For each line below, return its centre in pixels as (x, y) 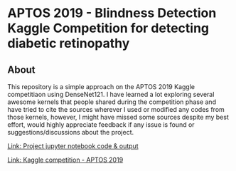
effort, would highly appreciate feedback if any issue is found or (101, 125)
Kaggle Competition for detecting (108, 28)
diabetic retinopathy (69, 43)
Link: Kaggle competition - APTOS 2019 (65, 160)
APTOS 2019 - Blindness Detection (112, 13)
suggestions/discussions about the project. (71, 132)
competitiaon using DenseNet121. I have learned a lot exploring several (111, 94)
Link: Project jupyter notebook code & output (73, 146)
